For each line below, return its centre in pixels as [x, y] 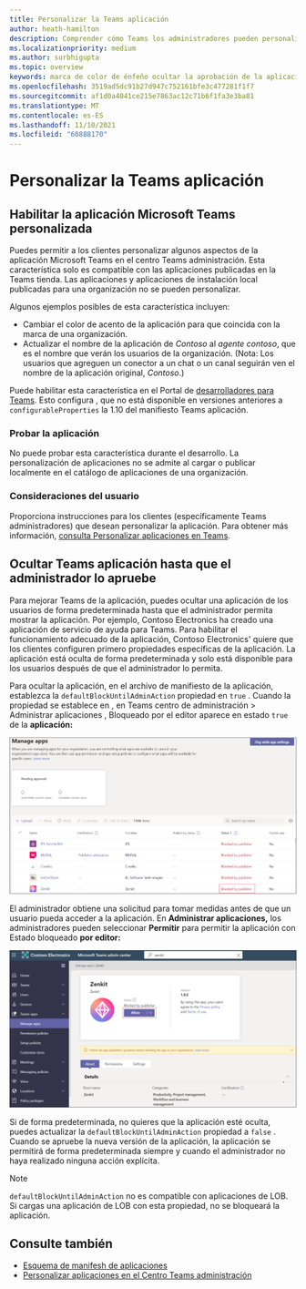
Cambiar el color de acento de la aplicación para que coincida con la [151, 324]
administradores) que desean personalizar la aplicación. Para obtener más [149, 526]
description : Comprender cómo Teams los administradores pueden [134, 38]
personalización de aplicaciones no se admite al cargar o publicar [133, 463]
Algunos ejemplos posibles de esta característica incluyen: [120, 307]
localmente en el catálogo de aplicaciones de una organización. [129, 473]
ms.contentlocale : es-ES [56, 115]
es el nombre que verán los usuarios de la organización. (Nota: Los [148, 353]
